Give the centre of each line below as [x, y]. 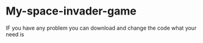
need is [15, 34]
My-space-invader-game [71, 11]
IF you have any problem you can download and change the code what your [101, 28]
